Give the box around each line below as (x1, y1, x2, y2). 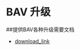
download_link (14, 38, 50, 45)
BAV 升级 (6, 5, 51, 19)
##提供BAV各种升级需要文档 (6, 26, 75, 33)
